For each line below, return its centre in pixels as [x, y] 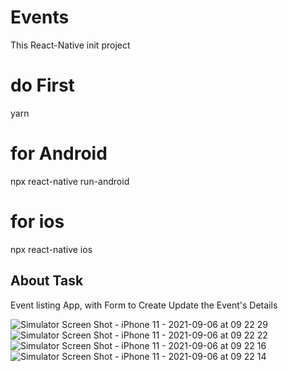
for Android [59, 153]
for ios [37, 222]
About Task [47, 281]
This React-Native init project [70, 45]
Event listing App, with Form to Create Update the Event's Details [144, 305]
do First [42, 85]
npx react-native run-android [70, 181]
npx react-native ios [51, 249]
